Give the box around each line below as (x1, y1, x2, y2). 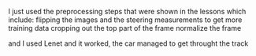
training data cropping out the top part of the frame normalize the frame (8, 24, 242, 32)
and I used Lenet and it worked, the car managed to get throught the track (8, 39, 249, 48)
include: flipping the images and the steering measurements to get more (8, 15, 243, 24)
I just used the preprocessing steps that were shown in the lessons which (8, 7, 247, 16)
